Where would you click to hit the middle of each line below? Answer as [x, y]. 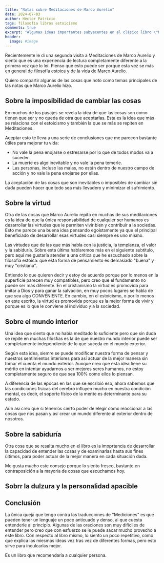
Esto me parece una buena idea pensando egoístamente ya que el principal [81, 230]
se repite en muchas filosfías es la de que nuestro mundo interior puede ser [81, 339]
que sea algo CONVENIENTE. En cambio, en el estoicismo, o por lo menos [80, 296]
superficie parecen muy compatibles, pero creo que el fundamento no [76, 280]
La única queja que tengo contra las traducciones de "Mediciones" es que [80, 515]
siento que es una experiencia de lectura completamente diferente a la [76, 60]
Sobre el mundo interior [42, 322]
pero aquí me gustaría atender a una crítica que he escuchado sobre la [76, 255]
